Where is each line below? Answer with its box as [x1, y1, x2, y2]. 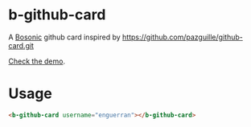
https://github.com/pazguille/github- [121, 32, 243, 42]
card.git [8, 40, 35, 50]
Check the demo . [8, 56, 66, 66]
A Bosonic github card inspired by [8, 32, 121, 42]
